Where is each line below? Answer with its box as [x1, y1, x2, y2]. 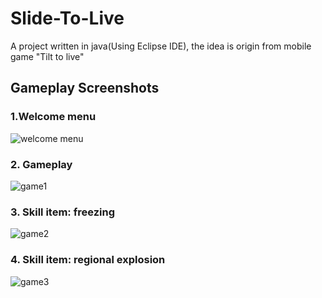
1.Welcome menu [10, 110, 97, 124]
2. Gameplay [10, 157, 73, 171]
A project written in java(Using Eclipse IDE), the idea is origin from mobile [10, 40, 312, 52]
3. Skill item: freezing [10, 205, 115, 219]
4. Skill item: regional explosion [10, 253, 166, 267]
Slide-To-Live [10, 7, 125, 30]
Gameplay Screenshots [10, 80, 160, 97]
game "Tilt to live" [10, 50, 85, 62]
